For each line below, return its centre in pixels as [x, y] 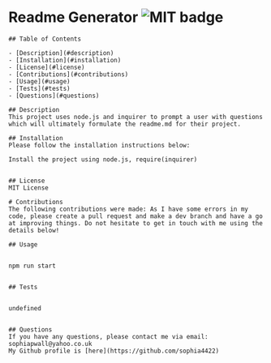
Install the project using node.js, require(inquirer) [103, 159]
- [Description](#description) [61, 53]
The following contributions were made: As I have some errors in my [129, 209]
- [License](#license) [47, 67]
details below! [34, 230]
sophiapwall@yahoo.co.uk [50, 344]
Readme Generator [73, 17]
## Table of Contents [45, 39]
